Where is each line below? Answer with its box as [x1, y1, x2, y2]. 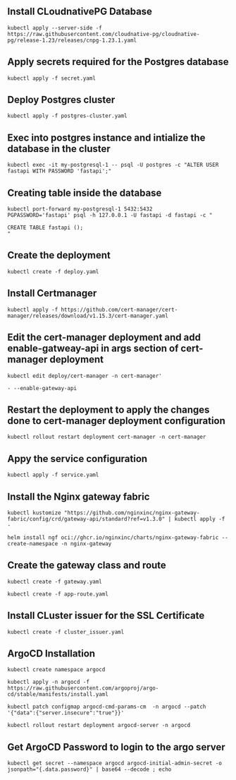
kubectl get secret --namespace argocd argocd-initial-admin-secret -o [7, 760, 222, 767]
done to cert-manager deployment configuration [7, 415, 225, 427]
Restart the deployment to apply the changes [7, 403, 210, 415]
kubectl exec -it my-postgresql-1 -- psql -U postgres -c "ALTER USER [7, 162, 219, 169]
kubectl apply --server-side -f [7, 24, 102, 31]
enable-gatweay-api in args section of [7, 343, 179, 355]
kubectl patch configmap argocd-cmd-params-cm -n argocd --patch [7, 703, 206, 711]
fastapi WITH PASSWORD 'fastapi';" [7, 167, 112, 175]
